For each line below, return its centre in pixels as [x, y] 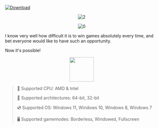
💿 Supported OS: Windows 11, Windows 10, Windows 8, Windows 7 [84, 108]
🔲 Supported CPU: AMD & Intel [48, 88]
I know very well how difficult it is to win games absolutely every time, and [79, 36]
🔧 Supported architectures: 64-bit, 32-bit [58, 98]
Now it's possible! [23, 50]
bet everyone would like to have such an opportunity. [58, 41]
